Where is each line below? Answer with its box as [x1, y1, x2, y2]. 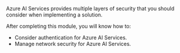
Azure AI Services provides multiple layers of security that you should [6, 5, 175, 12]
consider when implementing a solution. [6, 11, 103, 18]
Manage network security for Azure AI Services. [14, 41, 131, 47]
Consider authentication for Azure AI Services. [14, 34, 127, 41]
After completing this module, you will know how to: [6, 23, 131, 29]
